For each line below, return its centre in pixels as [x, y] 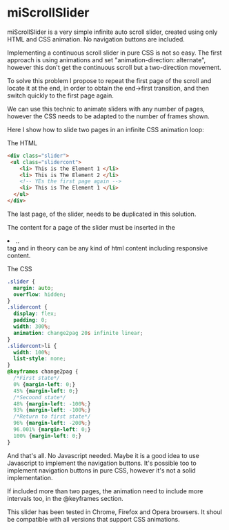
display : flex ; [35, 314]
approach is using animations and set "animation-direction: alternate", [107, 60]
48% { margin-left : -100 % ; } [52, 404]
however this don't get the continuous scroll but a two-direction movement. [114, 67]
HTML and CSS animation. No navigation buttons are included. [96, 39]
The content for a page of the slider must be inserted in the [91, 227]
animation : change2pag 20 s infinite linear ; [78, 333]
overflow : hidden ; [40, 294]
